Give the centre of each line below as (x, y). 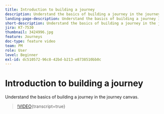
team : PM (14, 46)
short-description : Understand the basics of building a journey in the (81, 23)
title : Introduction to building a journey (50, 9)
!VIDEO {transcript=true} (41, 106)
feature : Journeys (24, 37)
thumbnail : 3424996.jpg (29, 32)
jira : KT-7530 (20, 28)
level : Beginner (21, 55)
